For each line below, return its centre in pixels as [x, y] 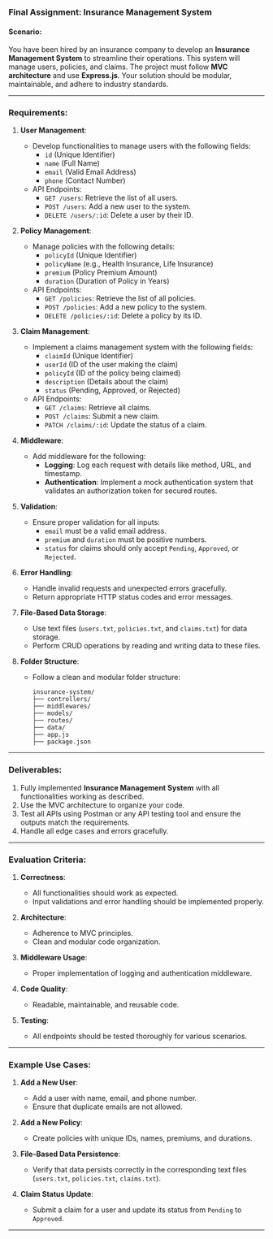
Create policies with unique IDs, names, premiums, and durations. [142, 1138]
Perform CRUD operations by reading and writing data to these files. [147, 646]
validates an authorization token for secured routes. [131, 491]
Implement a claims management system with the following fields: [143, 347]
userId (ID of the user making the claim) [111, 365]
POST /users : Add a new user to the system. [117, 206]
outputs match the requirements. [75, 822]
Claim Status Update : [56, 1194]
